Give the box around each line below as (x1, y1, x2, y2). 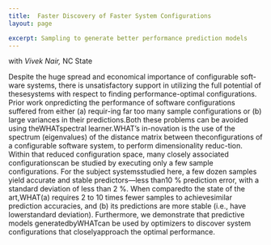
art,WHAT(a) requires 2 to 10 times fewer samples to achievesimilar (8, 192, 233, 203)
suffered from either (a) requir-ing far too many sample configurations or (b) (8, 106, 262, 116)
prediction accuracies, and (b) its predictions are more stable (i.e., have (8, 201, 247, 211)
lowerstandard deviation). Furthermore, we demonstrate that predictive (8, 210, 245, 220)
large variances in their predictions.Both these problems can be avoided (8, 115, 248, 125)
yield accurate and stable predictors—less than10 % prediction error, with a (8, 175, 260, 185)
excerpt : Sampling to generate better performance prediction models (8, 34, 248, 42)
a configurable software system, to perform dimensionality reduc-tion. (8, 141, 243, 151)
